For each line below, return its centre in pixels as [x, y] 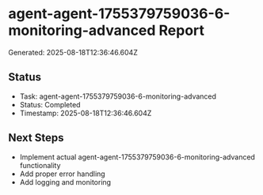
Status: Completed [50, 104]
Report [181, 30]
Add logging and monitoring [65, 182]
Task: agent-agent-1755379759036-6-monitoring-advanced [118, 96]
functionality [40, 165]
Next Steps [36, 138]
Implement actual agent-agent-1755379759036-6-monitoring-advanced [137, 157]
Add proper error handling [62, 174]
